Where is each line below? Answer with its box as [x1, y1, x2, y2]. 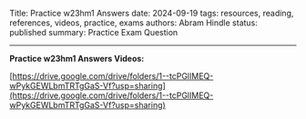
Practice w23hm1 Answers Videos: [9, 54, 145, 64]
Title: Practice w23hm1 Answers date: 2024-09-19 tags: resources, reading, [9, 8, 294, 18]
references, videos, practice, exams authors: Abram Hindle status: [9, 17, 258, 28]
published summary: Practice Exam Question [9, 27, 178, 37]
